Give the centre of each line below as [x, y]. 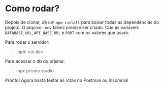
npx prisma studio [35, 71]
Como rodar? [33, 9]
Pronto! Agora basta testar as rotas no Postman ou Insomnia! [67, 80]
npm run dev [30, 52]
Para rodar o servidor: [27, 42]
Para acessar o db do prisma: [35, 61]
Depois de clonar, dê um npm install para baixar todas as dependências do [82, 22]
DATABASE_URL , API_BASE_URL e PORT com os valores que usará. [67, 32]
